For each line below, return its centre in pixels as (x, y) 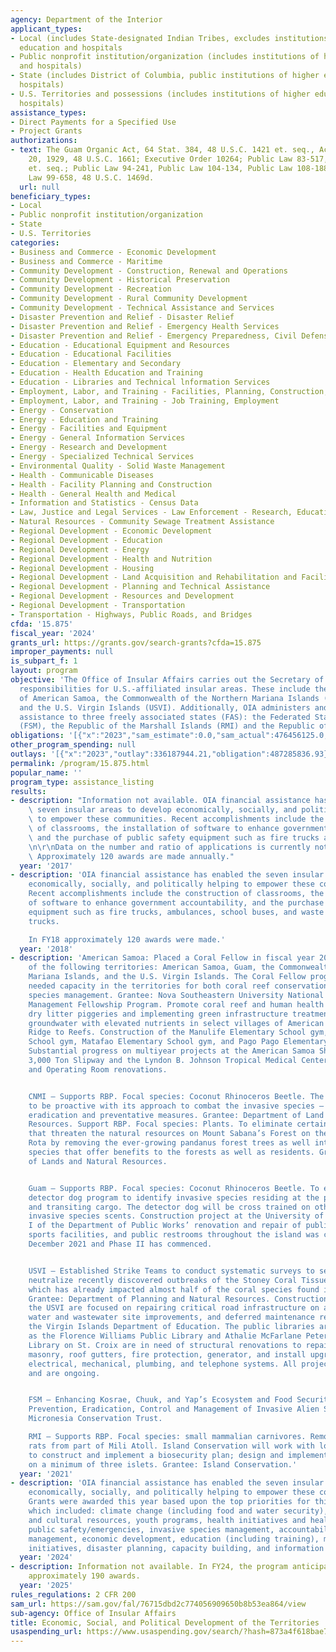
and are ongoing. (64, 1373)
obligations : (37, 736)
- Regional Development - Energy (80, 549)
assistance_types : (48, 112)
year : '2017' (46, 866)
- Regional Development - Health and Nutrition (111, 559)
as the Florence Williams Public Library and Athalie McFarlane (165, 1336)
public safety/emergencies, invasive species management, (151, 1529)
